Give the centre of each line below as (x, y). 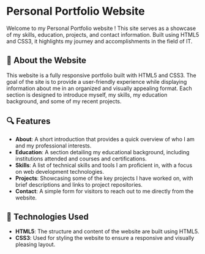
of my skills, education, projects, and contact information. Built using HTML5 (103, 34)
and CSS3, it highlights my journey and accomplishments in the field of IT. (99, 41)
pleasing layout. (35, 245)
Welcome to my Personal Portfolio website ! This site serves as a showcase (101, 28)
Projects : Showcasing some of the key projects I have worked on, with (104, 178)
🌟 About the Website (47, 60)
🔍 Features (28, 121)
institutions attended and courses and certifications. (81, 159)
